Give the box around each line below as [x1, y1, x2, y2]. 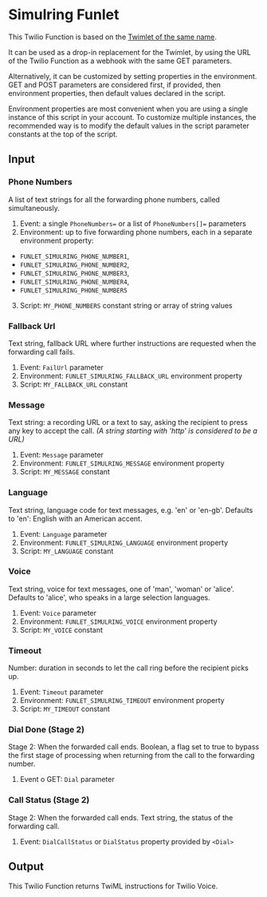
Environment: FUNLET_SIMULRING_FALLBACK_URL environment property [19, 371, 243, 380]
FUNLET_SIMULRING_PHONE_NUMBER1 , [19, 251, 130, 260]
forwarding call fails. [8, 347, 76, 356]
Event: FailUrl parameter [19, 362, 104, 372]
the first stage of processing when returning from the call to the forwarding [8, 751, 255, 760]
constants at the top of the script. [8, 129, 118, 139]
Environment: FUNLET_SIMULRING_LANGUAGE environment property [19, 538, 229, 547]
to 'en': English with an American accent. [8, 514, 143, 523]
